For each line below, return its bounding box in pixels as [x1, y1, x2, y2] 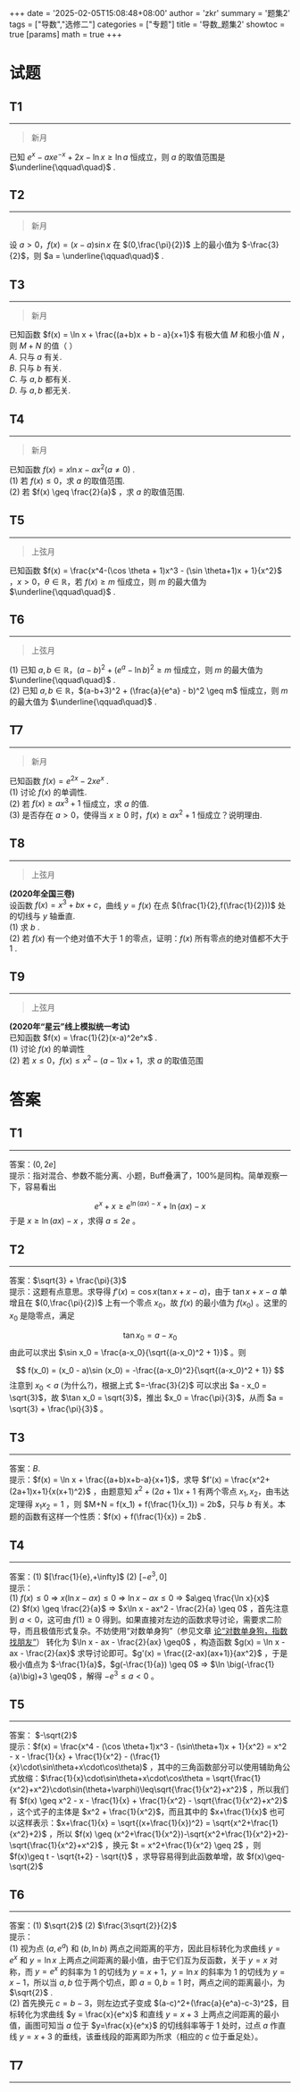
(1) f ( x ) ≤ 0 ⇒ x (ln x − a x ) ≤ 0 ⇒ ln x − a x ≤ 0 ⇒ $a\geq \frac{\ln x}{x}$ [9, 1592, 270, 1603]
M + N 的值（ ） [19, 340, 78, 351]
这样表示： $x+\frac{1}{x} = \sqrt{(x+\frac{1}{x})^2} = [16, 1818, 212, 1829]
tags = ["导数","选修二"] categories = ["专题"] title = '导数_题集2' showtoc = [9, 19, 286, 29]
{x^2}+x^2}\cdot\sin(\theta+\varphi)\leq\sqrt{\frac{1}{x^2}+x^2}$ [9, 1784, 248, 1795]
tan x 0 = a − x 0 [122, 1329, 178, 1342]
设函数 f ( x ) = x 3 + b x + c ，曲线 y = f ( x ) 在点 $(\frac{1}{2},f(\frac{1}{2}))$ [9, 898, 276, 911]
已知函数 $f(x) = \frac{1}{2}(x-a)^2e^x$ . [9, 1032, 158, 1043]
